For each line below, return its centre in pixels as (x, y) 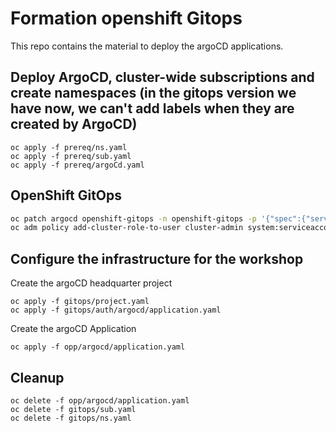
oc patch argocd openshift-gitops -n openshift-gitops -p (133, 218)
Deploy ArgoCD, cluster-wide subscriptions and (162, 77)
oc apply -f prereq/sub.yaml (71, 156)
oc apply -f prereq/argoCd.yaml (77, 165)
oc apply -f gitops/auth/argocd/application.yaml (116, 310)
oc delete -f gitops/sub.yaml (73, 409)
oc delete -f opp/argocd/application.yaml (100, 400)
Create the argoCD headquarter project (91, 283)
